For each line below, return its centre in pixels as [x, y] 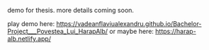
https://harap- [176, 31]
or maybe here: [132, 31]
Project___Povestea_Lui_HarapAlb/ [58, 31]
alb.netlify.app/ [29, 39]
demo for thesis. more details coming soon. [71, 10]
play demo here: [31, 24]
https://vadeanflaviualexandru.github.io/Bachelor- [129, 24]
